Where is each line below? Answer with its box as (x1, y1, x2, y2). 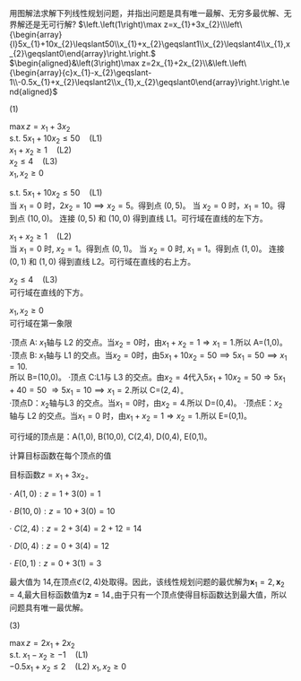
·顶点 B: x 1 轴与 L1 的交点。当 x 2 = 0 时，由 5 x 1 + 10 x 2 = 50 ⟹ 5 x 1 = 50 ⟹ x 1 (9, 349, 288, 362)
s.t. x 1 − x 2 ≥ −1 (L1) (9, 649, 89, 662)
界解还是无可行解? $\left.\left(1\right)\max (9, 19, 162, 30)
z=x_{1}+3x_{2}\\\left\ (163, 19, 243, 30)
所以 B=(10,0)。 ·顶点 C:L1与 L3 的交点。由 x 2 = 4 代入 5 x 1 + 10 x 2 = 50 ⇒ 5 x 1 (9, 371, 286, 385)
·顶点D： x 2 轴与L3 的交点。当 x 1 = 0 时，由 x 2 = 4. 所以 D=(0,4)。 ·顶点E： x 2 (9, 397, 283, 410)
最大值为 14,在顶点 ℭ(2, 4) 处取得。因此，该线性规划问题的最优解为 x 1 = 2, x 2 (9, 577, 285, 589)
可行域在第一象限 (9, 318, 73, 328)
